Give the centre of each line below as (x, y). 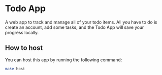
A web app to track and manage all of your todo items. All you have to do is (81, 22)
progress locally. (22, 32)
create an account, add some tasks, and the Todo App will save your (75, 27)
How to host (24, 48)
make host (15, 69)
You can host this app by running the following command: (64, 60)
